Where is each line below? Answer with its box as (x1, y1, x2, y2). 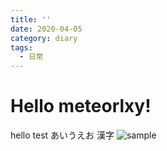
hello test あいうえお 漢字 (10, 129, 115, 141)
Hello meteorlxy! (10, 95, 152, 118)
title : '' (10, 14, 52, 25)
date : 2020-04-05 (10, 24, 83, 34)
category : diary (10, 33, 78, 43)
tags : (10, 42, 33, 53)
